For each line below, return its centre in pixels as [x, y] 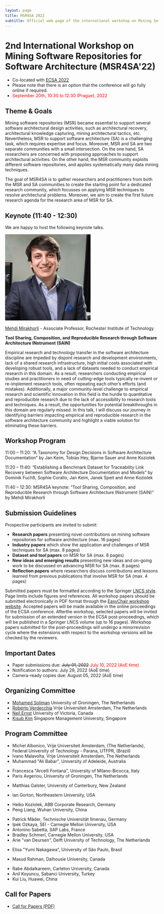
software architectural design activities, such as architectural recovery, [76, 128]
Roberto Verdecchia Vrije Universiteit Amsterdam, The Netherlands [80, 708]
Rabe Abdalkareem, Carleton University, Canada [61, 868]
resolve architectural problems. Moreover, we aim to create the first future [79, 195]
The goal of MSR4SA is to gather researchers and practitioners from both [79, 180]
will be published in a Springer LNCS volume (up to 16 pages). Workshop [78, 622]
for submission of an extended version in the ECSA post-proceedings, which [82, 617]
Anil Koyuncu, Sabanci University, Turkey [53, 874]
